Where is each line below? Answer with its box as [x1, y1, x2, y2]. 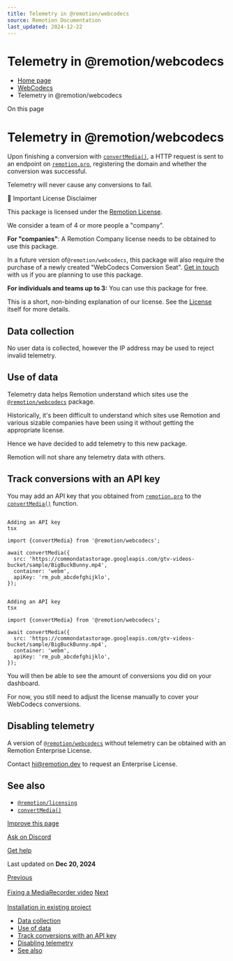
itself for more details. [7, 305, 70, 314]
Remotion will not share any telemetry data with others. [7, 453, 166, 461]
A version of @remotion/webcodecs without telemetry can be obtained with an [7, 738, 227, 747]
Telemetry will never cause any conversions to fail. [7, 181, 153, 189]
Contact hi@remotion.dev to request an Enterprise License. [7, 759, 178, 768]
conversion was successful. [7, 167, 88, 175]
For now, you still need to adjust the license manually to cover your [7, 692, 199, 700]
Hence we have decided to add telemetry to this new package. [7, 439, 188, 448]
